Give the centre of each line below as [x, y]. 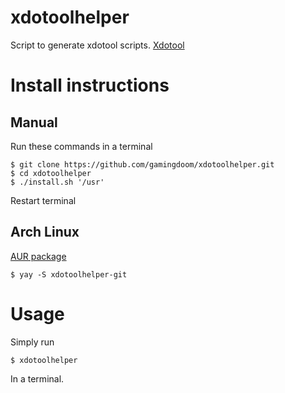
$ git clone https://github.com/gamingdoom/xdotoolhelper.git [142, 164]
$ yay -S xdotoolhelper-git [69, 274]
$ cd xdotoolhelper [51, 173]
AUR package [38, 256]
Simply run [32, 342]
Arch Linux [45, 232]
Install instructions [90, 85]
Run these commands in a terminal [81, 146]
